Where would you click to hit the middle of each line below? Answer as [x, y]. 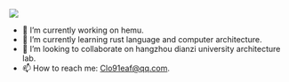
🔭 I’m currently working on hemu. [83, 30]
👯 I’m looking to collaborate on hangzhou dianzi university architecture [151, 49]
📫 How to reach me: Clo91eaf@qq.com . [96, 68]
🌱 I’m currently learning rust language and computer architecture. [142, 39]
